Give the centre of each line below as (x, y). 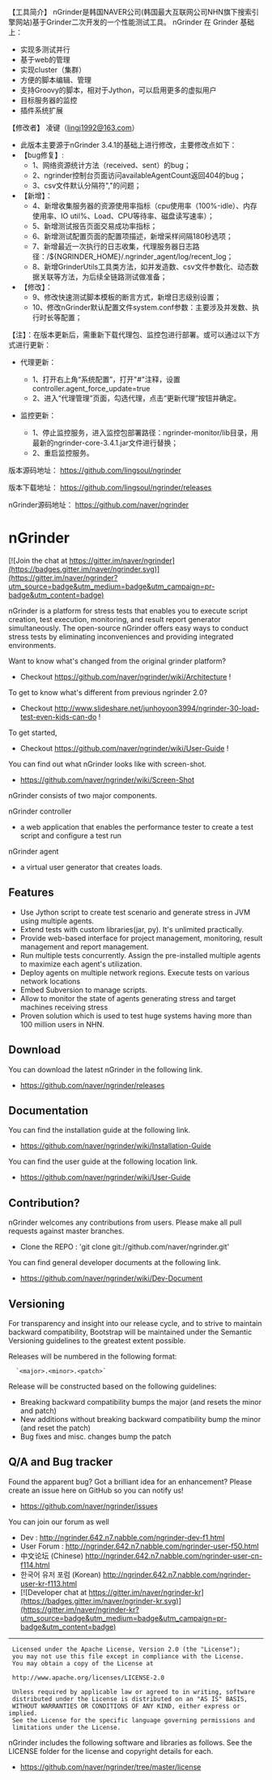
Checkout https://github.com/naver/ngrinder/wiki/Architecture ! (125, 676)
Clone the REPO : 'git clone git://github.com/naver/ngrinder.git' (125, 1247)
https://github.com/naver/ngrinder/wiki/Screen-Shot (107, 780)
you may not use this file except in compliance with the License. (128, 1656)
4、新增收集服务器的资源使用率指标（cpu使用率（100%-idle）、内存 (144, 206)
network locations (50, 981)
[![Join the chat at (38, 560)
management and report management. (85, 946)
